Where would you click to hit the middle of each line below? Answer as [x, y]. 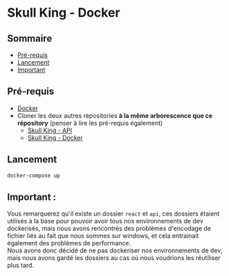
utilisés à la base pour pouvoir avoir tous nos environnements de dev [106, 221]
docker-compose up [34, 175]
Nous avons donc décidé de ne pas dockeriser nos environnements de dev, [115, 250]
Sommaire [30, 38]
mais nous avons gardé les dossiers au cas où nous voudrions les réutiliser [114, 258]
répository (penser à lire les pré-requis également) [90, 123]
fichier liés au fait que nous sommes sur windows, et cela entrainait [103, 236]
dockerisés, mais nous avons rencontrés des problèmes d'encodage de [109, 228]
